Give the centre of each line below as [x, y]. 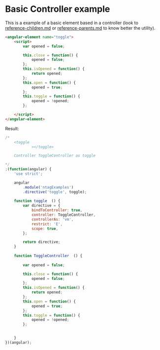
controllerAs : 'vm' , [52, 219]
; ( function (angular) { [28, 169]
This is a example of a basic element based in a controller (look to [72, 23]
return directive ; [42, 242]
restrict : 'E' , [47, 224]
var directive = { [42, 206]
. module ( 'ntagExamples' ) [48, 187]
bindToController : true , [57, 210]
